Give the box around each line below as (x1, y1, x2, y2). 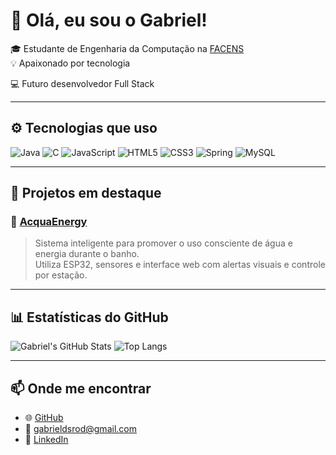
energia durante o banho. (34, 248, 140, 260)
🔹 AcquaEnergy (10, 215, 88, 229)
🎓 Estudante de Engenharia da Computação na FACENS (10, 42, 245, 54)
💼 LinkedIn (24, 434, 69, 446)
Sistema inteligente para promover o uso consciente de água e (34, 237, 293, 249)
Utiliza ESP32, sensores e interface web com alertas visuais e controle (34, 259, 326, 271)
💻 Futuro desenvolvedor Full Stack (10, 77, 155, 89)
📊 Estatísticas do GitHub (10, 309, 169, 326)
